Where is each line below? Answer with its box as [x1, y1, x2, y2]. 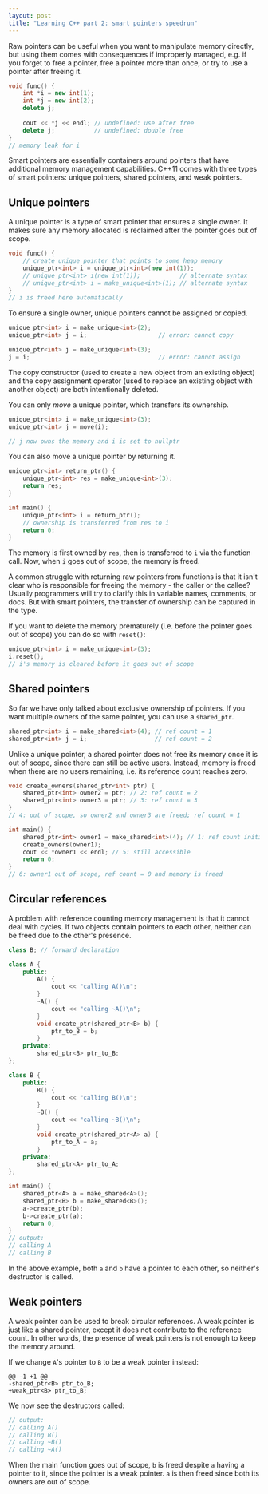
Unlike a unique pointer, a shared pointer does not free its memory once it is [8, 749, 258, 759]
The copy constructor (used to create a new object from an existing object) [8, 367, 255, 377]
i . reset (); [8, 652, 45, 661]
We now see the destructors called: [8, 1401, 125, 1410]
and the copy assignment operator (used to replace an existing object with [8, 376, 253, 386]
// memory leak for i [8, 141, 81, 149]
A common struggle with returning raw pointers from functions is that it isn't [8, 572, 258, 581]
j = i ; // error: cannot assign [8, 353, 241, 361]
